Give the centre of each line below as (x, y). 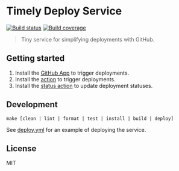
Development (32, 104)
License (21, 148)
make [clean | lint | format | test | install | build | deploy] (90, 119)
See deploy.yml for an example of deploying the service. (76, 129)
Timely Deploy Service (64, 11)
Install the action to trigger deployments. (65, 79)
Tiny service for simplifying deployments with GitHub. (88, 39)
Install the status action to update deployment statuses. (84, 85)
